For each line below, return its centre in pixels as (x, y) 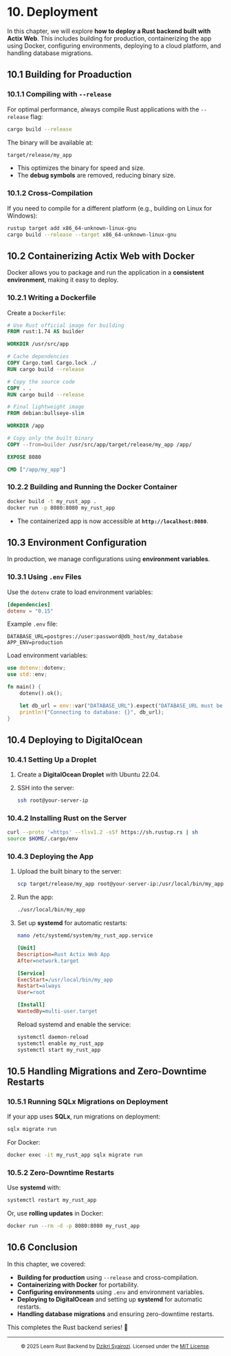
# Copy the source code (41, 382)
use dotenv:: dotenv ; (37, 668)
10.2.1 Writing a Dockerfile (52, 298)
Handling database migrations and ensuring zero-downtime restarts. (115, 1314)
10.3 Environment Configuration (77, 542)
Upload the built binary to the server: (69, 871)
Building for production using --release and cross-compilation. (108, 1277)
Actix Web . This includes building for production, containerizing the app (109, 38)
